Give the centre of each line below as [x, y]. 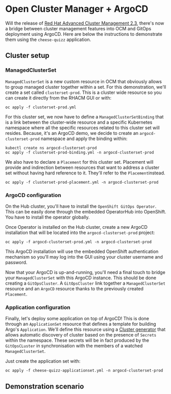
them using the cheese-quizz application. [48, 40]
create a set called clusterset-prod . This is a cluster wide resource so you [83, 92]
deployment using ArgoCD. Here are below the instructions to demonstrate [84, 34]
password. [16, 262]
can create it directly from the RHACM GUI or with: [58, 97]
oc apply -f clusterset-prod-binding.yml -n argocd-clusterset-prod [80, 152]
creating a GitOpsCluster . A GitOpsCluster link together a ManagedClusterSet [86, 283]
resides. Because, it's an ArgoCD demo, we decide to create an [72, 133]
